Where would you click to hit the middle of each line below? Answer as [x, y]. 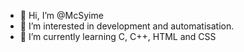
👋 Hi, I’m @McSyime [61, 15]
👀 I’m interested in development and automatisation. [127, 26]
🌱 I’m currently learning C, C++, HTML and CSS [118, 36]
